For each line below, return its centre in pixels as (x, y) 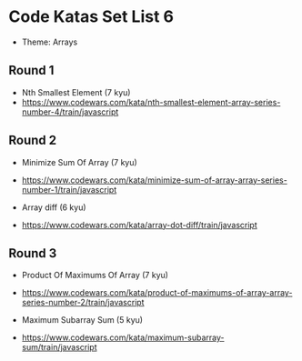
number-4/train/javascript (70, 112)
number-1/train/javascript (69, 189)
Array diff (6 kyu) (54, 207)
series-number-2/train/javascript (83, 303)
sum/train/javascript (59, 347)
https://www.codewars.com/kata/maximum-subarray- (123, 337)
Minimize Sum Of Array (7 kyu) (79, 162)
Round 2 (32, 140)
